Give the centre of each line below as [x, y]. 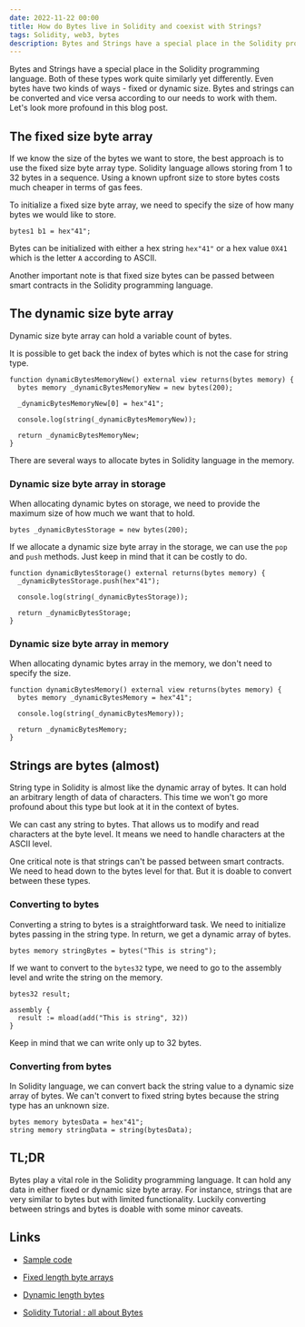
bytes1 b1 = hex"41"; [50, 232]
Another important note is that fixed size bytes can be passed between [142, 276]
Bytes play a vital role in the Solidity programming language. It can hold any [151, 1180]
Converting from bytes [60, 1066]
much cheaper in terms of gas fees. [76, 187]
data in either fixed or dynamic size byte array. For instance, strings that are [151, 1190]
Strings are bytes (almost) [85, 765]
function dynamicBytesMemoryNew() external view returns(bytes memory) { [152, 380]
